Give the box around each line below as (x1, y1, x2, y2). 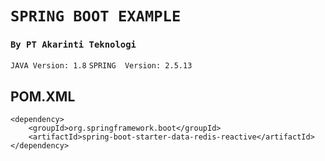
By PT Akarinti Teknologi (10, 39, 137, 51)
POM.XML (10, 88, 76, 105)
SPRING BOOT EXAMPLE (10, 7, 182, 26)
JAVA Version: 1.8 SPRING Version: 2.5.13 (10, 61, 193, 71)
